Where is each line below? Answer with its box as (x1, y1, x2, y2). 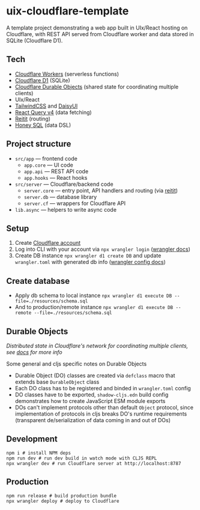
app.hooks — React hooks (23, 174, 88, 181)
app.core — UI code (23, 161, 73, 168)
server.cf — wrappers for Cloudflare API (23, 200, 126, 207)
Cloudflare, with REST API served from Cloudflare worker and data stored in (6, 30, 194, 37)
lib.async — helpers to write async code (14, 206, 117, 213)
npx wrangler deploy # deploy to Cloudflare (6, 498, 120, 504)
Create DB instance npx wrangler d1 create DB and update (14, 252, 162, 259)
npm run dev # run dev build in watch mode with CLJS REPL (6, 455, 157, 461)
